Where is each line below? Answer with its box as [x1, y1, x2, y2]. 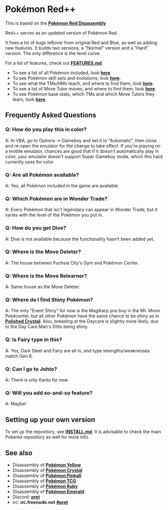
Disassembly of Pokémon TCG [12, 478, 76, 484]
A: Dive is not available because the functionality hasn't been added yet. [5, 236, 154, 242]
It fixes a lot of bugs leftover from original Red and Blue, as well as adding [5, 39, 157, 46]
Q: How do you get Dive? [5, 224, 67, 231]
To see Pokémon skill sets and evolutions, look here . [12, 75, 121, 81]
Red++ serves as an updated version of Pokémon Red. [5, 30, 118, 36]
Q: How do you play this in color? [5, 126, 87, 133]
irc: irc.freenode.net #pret [12, 499, 68, 505]
